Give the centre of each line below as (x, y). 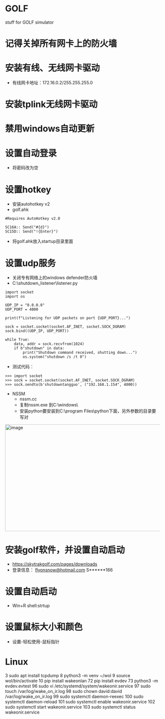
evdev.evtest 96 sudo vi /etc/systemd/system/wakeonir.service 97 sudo (78, 686)
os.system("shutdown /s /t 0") (55, 357)
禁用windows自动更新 (50, 129)
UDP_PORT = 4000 (22, 309)
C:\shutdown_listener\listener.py (45, 283)
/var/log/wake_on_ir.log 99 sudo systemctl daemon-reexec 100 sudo (74, 696)
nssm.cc (28, 399)
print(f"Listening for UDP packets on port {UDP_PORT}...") (68, 318)
